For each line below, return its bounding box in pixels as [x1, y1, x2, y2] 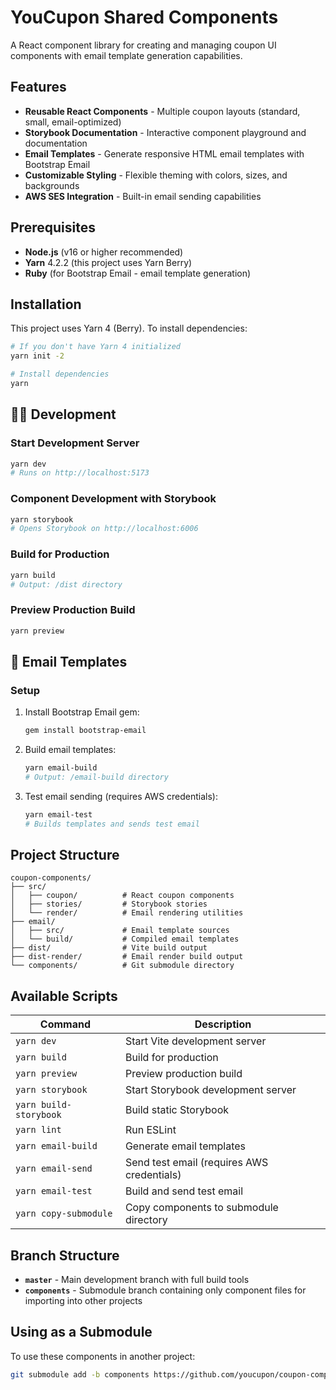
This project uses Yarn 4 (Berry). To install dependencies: [10, 322, 248, 335]
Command [39, 1017, 92, 1031]
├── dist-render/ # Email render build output [10, 952, 244, 962]
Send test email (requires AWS [124, 1156, 269, 1170]
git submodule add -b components [10, 1369, 150, 1380]
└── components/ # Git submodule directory [10, 961, 235, 971]
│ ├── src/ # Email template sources [10, 926, 230, 936]
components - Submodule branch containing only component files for [24, 1284, 307, 1296]
